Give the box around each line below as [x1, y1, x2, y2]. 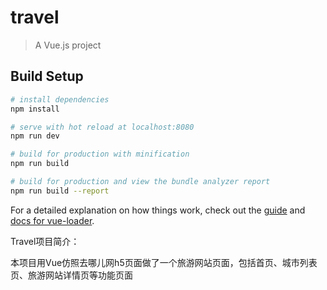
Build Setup [10, 68, 84, 85]
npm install [10, 104, 60, 114]
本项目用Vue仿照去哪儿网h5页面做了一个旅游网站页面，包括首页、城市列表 [10, 256, 318, 268]
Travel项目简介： [10, 235, 80, 247]
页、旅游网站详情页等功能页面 [10, 269, 133, 281]
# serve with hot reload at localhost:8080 [10, 122, 195, 132]
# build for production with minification [10, 149, 190, 160]
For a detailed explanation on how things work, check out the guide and [10, 204, 306, 216]
